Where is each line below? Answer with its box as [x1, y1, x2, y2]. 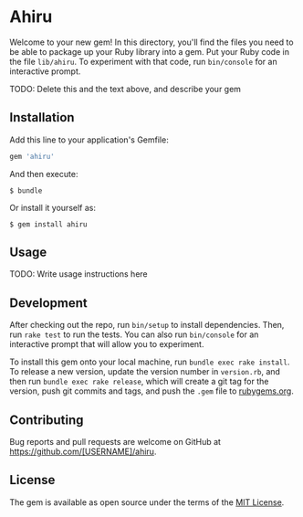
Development [9, 295, 89, 311]
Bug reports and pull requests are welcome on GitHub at [9, 437, 222, 448]
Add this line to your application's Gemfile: [9, 134, 169, 145]
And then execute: [9, 168, 78, 179]
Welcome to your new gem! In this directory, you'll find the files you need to [9, 37, 294, 47]
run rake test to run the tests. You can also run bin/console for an [9, 329, 259, 340]
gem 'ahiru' [9, 152, 55, 161]
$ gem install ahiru [9, 219, 89, 229]
